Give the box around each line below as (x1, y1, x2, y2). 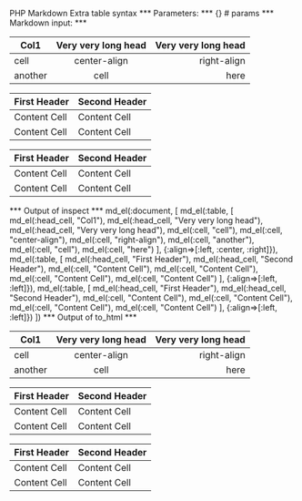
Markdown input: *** (9, 17, 87, 28)
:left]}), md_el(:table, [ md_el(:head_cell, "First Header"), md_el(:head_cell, (9, 282, 287, 293)
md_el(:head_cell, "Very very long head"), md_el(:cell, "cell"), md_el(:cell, (9, 225, 283, 235)
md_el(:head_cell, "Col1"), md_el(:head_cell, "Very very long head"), (9, 215, 264, 226)
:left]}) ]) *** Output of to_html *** (9, 312, 137, 322)
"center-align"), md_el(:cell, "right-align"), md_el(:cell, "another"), (9, 234, 255, 245)
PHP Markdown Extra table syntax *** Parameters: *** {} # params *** (9, 8, 275, 18)
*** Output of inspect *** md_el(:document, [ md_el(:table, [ (9, 205, 234, 216)
